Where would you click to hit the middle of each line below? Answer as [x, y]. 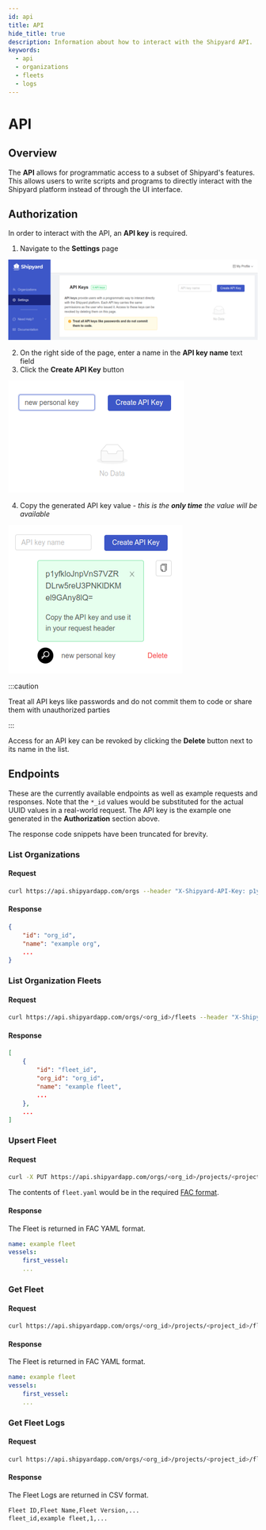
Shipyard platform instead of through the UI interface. [95, 189]
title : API [26, 25]
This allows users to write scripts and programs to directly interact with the [130, 181]
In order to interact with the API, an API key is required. [98, 233]
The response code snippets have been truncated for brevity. [108, 834]
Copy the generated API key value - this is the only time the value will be [139, 505]
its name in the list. [39, 749]
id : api [21, 17]
